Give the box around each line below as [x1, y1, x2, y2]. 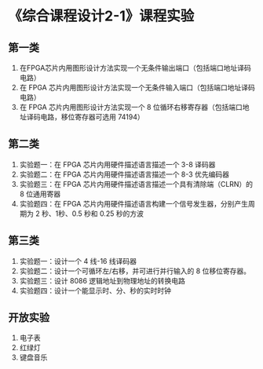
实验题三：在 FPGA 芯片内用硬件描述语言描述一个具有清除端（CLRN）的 [19, 179, 254, 188]
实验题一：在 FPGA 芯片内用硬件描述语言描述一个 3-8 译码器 [19, 159, 216, 169]
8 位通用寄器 [19, 189, 61, 199]
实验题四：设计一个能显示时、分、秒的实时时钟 [19, 286, 171, 295]
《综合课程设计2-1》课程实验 [8, 7, 195, 25]
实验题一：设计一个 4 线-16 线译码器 [19, 256, 137, 265]
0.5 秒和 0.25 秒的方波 [71, 209, 144, 218]
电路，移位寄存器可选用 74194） [40, 112, 145, 122]
